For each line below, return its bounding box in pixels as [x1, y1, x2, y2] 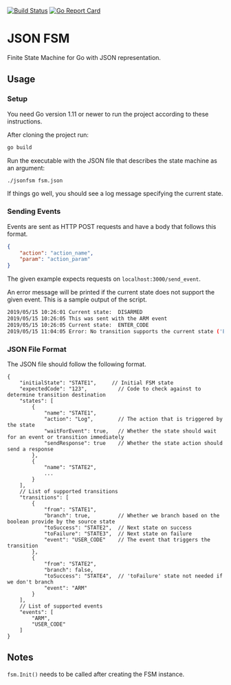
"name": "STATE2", [43, 464, 97, 470]
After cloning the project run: [7, 130, 89, 139]
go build [7, 143, 32, 151]
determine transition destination [7, 391, 107, 398]
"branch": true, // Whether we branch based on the [43, 512, 220, 519]
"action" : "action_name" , [19, 249, 94, 257]
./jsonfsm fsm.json [7, 177, 63, 184]
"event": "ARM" [43, 584, 88, 591]
